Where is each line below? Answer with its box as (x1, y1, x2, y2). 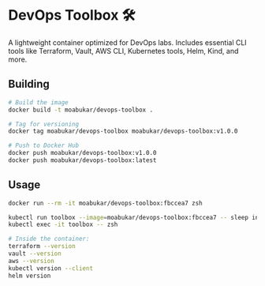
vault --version (8, 250, 62, 258)
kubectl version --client (8, 264, 93, 273)
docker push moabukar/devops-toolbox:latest (8, 156, 157, 164)
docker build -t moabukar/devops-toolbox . (8, 106, 154, 114)
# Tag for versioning (8, 120, 80, 128)
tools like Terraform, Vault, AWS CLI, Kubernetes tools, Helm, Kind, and (8, 46, 239, 55)
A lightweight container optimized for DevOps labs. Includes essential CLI (8, 37, 247, 47)
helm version (8, 272, 51, 280)
